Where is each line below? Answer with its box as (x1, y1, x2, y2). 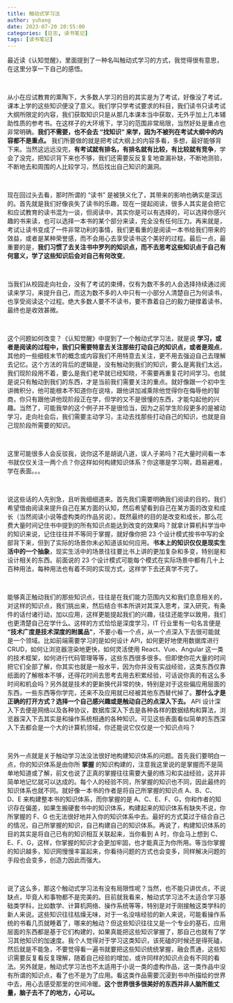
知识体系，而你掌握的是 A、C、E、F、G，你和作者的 (65, 795, 216, 803)
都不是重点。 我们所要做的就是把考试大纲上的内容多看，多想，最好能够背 (12, 136, 222, 145)
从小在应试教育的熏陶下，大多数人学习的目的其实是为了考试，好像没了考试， (7, 93, 226, 102)
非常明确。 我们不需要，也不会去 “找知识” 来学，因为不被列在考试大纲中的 (7, 128, 217, 136)
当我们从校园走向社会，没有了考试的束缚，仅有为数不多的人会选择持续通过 (7, 280, 220, 289)
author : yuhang (7, 17, 51, 24)
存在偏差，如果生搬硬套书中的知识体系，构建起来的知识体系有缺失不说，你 (12, 804, 226, 812)
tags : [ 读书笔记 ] (7, 36, 53, 43)
